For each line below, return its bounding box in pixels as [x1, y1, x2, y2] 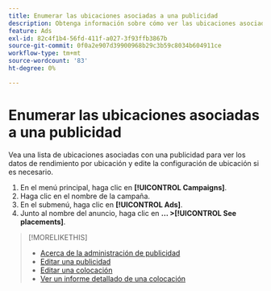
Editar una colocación [40, 265, 113, 275]
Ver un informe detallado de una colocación [40, 273, 186, 283]
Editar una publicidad [40, 256, 111, 266]
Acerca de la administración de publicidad [40, 247, 181, 258]
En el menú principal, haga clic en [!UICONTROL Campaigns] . [19, 182, 227, 192]
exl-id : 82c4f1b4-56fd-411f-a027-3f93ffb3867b [8, 34, 168, 43]
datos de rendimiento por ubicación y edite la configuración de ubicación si [8, 158, 260, 168]
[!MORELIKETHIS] [27, 232, 88, 242]
